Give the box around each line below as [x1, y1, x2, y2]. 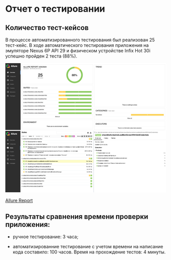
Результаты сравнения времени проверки [5, 212, 149, 221]
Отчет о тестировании [5, 3, 106, 15]
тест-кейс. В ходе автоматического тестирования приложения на [5, 42, 149, 48]
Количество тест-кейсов [5, 23, 89, 32]
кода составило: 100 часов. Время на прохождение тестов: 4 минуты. [12, 249, 166, 255]
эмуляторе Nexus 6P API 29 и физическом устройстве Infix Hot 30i [5, 48, 151, 53]
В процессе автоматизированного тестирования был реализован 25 [5, 37, 155, 43]
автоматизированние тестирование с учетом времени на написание [12, 244, 163, 250]
